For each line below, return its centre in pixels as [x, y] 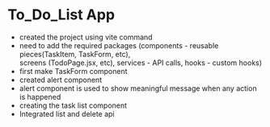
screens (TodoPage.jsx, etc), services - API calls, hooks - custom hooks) [141, 63]
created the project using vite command [86, 37]
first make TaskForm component [73, 71]
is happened [40, 96]
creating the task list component [73, 105]
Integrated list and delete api [67, 113]
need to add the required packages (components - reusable [119, 45]
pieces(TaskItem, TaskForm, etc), [75, 54]
